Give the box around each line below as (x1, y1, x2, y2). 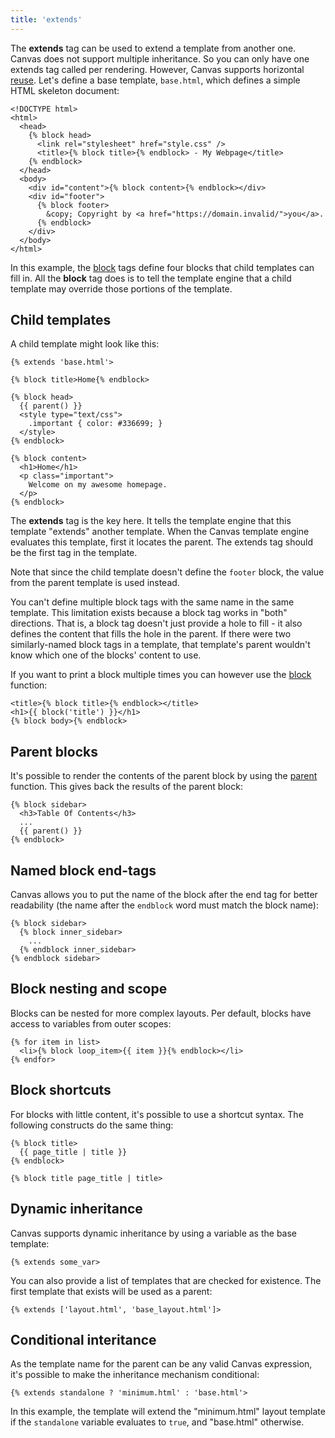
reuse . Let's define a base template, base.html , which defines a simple (10, 74, 301, 86)
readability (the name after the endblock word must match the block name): (10, 899, 320, 911)
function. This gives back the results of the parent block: (10, 781, 243, 793)
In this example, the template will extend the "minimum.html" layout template (10, 1406, 326, 1418)
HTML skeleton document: (10, 84, 120, 96)
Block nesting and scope (10, 981, 168, 998)
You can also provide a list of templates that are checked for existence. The (10, 1274, 322, 1286)
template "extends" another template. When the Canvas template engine (10, 526, 310, 538)
